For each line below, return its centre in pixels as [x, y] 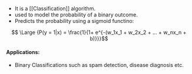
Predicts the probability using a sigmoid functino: [74, 21]
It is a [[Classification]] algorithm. [55, 9]
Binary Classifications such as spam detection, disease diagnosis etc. [99, 65]
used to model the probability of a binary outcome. [76, 15]
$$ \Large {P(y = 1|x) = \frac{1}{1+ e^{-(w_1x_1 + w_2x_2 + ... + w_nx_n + [99, 32]
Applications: [23, 52]
